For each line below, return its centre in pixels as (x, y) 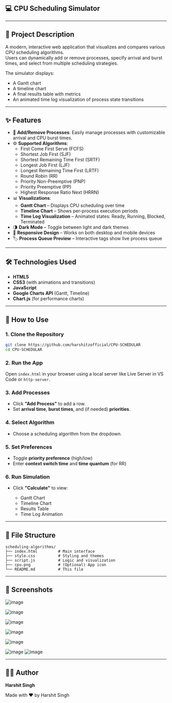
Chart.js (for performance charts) (48, 299)
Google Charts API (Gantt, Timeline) (51, 293)
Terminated (33, 222)
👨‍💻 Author (22, 673)
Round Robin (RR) (39, 176)
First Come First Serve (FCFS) (52, 149)
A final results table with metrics (47, 94)
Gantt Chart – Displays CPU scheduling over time (72, 205)
